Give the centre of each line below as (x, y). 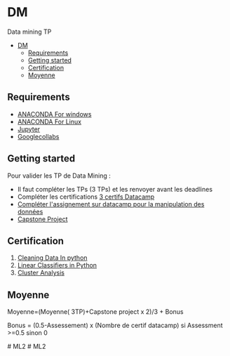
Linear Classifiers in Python (57, 265)
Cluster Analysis (41, 273)
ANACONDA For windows (54, 114)
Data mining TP (29, 32)
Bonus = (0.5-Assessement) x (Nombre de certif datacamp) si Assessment (115, 325)
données (30, 211)
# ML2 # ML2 (27, 347)
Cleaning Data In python (52, 258)
